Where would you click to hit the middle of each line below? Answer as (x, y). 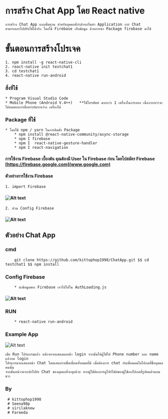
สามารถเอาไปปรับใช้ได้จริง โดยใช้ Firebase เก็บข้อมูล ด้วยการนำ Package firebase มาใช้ (78, 29)
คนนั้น (10, 368)
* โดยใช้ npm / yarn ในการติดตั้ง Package (43, 130)
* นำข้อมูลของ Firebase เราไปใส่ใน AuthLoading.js (60, 287)
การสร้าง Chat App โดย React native (75, 11)
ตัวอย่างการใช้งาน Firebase (29, 176)
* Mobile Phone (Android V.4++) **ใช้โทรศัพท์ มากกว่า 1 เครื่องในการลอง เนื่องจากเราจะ (84, 103)
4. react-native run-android (36, 75)
